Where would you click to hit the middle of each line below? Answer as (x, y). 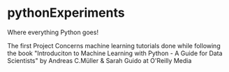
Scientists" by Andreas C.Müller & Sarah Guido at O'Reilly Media (99, 60)
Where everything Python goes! (53, 32)
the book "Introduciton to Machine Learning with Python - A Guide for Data (115, 53)
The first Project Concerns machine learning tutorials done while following (114, 45)
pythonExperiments (66, 13)
